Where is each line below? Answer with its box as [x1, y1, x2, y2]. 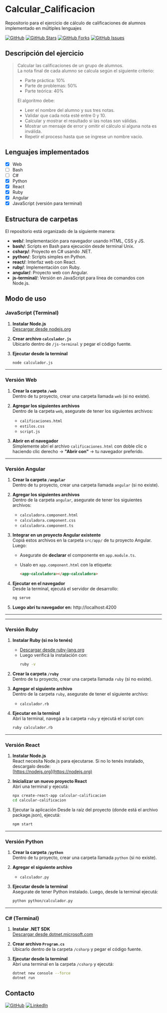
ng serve [12, 595, 31, 600]
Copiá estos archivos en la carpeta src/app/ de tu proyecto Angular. [12, 538, 152, 544]
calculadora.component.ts [19, 523, 74, 529]
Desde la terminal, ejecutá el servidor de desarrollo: [12, 585, 118, 592]
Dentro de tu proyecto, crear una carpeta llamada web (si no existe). [12, 393, 151, 399]
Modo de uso [5, 295, 46, 303]
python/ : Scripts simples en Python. [12, 253, 87, 259]
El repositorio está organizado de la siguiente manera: [5, 228, 116, 234]
